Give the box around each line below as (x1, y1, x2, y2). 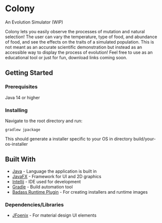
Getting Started (5, 69, 53, 77)
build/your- (133, 135, 156, 142)
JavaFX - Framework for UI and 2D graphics (12, 173, 102, 179)
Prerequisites (5, 84, 38, 90)
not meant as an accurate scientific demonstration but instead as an (5, 44, 142, 50)
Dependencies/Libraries (5, 201, 64, 208)
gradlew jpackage (5, 127, 41, 132)
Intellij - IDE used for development (12, 178, 81, 184)
